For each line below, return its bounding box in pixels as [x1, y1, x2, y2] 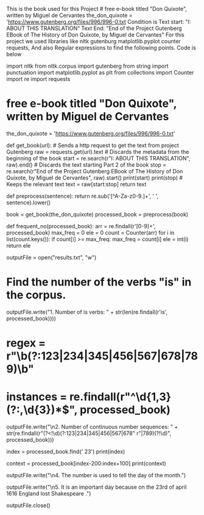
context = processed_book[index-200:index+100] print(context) [6, 460, 166, 467]
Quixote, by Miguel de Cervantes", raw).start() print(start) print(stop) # [6, 174, 183, 181]
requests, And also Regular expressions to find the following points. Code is [6, 44, 196, 51]
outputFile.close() [6, 502, 51, 509]
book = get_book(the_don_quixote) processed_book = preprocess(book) [6, 211, 189, 218]
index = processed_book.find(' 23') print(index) [6, 448, 125, 455]
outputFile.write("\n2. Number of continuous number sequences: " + [6, 423, 178, 430]
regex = [6, 336, 46, 350]
